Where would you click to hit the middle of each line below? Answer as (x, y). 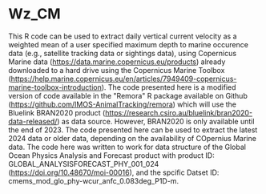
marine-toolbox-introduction (55, 87)
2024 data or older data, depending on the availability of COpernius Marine (132, 138)
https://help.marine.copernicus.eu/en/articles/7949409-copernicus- (124, 79)
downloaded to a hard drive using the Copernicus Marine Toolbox (117, 70)
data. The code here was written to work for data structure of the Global (127, 147)
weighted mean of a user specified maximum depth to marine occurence (128, 44)
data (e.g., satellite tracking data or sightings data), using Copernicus (123, 53)
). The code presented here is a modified (169, 87)
